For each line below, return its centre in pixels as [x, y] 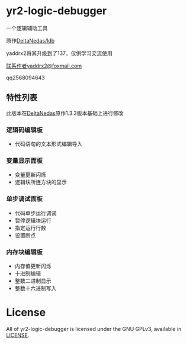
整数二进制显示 [33, 281]
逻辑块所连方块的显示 [41, 182]
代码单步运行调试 [36, 213]
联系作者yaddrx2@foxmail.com [44, 66]
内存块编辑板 [25, 252]
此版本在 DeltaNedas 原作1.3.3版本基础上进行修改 [65, 113]
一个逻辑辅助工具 [27, 28]
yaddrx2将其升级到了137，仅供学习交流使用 [59, 53]
